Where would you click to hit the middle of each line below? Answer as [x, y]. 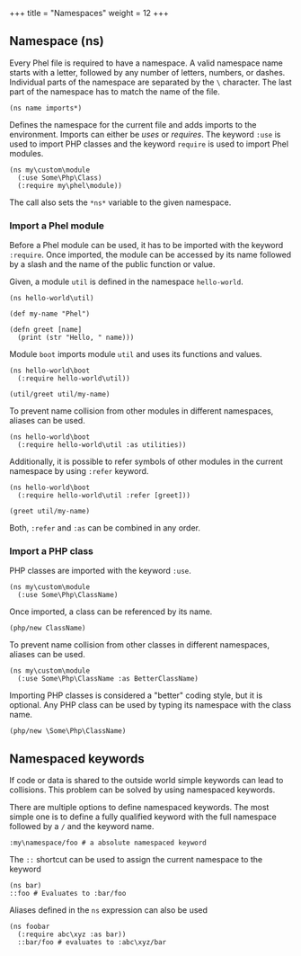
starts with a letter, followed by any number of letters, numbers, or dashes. [147, 72]
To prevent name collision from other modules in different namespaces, [142, 411]
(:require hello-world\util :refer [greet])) [104, 496]
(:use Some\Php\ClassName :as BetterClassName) [108, 679]
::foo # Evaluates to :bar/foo [68, 894]
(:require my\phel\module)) [70, 185]
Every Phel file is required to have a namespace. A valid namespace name [146, 63]
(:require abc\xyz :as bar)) [72, 934]
